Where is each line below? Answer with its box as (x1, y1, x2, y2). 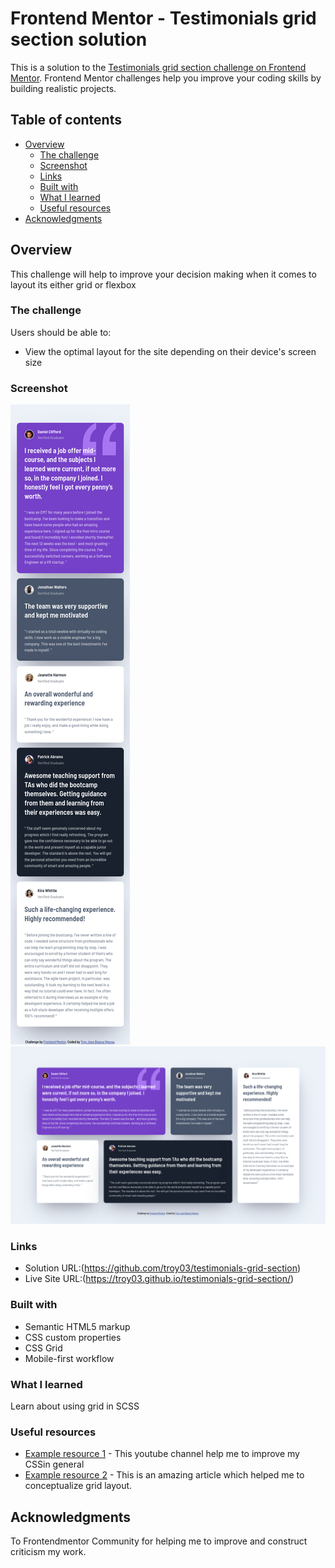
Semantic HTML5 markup (24, 1320, 131, 1332)
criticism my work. (10, 1546, 87, 1558)
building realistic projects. (10, 82, 117, 94)
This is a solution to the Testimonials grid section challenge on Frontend (10, 61, 307, 73)
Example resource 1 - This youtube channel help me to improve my (24, 1448, 300, 1460)
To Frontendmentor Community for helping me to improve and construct (10, 1535, 308, 1547)
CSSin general (24, 1458, 85, 1471)
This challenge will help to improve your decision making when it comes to (10, 268, 317, 280)
